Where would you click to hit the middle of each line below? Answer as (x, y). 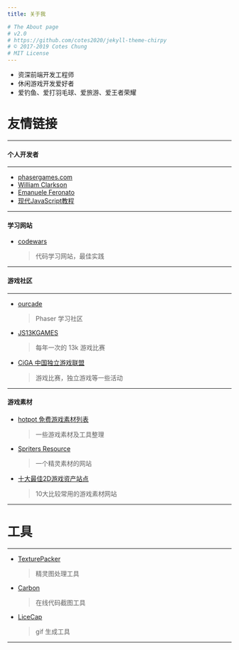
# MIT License (28, 54)
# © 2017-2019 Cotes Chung (47, 47)
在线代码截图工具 (60, 602)
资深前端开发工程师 (46, 75)
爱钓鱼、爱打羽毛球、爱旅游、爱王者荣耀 (77, 92)
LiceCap (30, 616)
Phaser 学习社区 (59, 318)
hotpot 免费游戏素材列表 (53, 419)
